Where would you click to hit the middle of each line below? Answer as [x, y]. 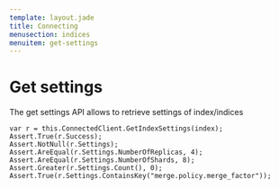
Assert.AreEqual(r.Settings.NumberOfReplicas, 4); [106, 153]
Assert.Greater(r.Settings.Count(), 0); [86, 168]
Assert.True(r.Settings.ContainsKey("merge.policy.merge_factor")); [140, 176]
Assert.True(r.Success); [56, 137]
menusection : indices [50, 34]
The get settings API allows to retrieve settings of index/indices [126, 112]
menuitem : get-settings [54, 43]
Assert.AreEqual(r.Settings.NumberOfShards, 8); [102, 160]
